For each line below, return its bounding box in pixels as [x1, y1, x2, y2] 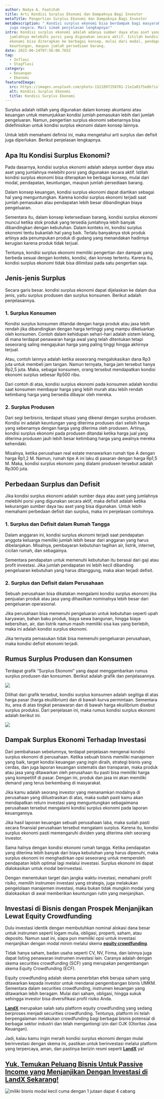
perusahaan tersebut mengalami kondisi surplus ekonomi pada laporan [5, 804, 148, 811]
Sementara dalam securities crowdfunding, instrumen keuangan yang [5, 985, 145, 992]
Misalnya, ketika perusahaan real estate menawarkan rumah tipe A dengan [5, 450, 155, 456]
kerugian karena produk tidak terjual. [5, 240, 79, 246]
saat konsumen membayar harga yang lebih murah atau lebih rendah [5, 386, 143, 392]
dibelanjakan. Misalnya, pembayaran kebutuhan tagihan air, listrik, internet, [5, 542, 156, 548]
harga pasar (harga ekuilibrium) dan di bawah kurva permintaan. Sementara [5, 697, 158, 702]
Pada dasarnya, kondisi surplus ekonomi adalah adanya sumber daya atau [5, 164, 154, 170]
